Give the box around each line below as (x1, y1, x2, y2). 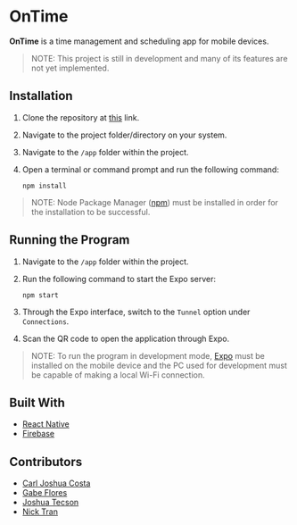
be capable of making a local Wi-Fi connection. (30, 369, 205, 380)
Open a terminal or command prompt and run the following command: (21, 163, 279, 175)
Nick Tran (21, 506, 59, 517)
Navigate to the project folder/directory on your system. (21, 129, 227, 140)
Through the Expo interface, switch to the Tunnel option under (21, 306, 251, 317)
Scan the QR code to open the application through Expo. (21, 333, 230, 344)
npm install (21, 181, 67, 190)
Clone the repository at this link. (21, 112, 140, 122)
